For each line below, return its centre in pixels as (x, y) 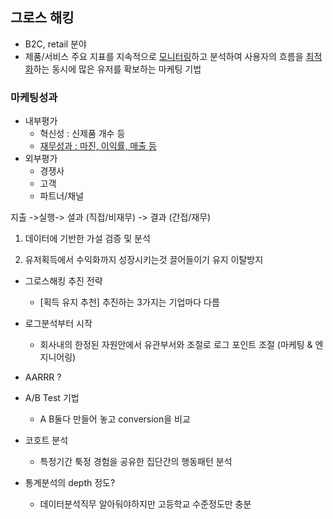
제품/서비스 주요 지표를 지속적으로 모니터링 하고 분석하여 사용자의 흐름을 (164, 56)
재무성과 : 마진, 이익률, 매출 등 (98, 146)
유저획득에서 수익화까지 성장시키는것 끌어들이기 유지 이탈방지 (144, 260)
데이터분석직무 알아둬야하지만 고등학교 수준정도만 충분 (145, 504)
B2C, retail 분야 (55, 44)
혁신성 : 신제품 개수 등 (82, 134)
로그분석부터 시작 (58, 324)
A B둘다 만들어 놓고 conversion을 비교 (115, 419)
